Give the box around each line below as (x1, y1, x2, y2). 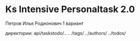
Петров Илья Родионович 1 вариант (5, 20, 84, 26)
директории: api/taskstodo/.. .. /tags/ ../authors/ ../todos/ (5, 30, 126, 36)
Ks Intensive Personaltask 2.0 (5, 4, 135, 15)
